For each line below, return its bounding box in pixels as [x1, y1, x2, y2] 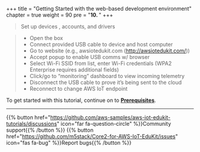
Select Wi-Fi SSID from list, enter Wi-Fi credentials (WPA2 [29, 60, 172, 67]
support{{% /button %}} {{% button [6, 126, 94, 134]
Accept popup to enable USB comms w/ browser [29, 54, 150, 60]
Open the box [29, 35, 64, 41]
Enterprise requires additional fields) [29, 66, 119, 73]
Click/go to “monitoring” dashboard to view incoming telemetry [29, 73, 185, 79]
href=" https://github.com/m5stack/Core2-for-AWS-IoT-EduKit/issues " [6, 133, 179, 139]
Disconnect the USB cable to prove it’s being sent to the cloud [29, 79, 182, 86]
